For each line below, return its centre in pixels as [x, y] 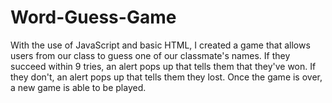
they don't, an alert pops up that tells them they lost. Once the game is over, [166, 77]
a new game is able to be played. [78, 87]
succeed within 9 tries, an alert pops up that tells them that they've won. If [163, 66]
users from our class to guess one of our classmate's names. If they [150, 55]
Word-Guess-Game [93, 17]
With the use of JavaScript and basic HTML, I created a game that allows [160, 45]
